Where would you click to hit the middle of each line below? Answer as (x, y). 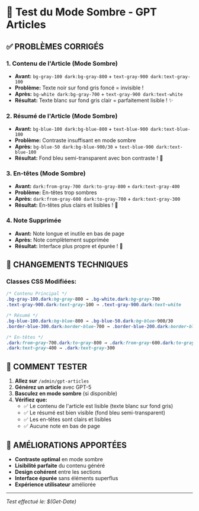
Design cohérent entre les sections (58, 472)
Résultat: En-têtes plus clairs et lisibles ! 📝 (66, 205)
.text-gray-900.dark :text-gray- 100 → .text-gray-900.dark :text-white (94, 305)
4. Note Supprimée (34, 220)
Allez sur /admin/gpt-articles (52, 381)
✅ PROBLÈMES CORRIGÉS (55, 46)
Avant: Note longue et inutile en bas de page (69, 233)
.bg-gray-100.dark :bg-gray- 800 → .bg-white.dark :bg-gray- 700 (83, 299)
